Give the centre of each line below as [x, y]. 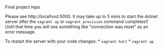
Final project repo [23, 7]
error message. [20, 32]
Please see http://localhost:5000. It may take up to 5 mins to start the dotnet [81, 16]
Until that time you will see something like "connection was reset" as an [77, 27]
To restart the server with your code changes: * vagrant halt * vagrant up [80, 41]
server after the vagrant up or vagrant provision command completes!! [77, 22]
